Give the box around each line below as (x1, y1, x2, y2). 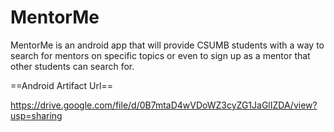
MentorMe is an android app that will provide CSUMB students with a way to (10, 39, 325, 51)
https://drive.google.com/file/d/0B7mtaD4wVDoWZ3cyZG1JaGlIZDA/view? (10, 99, 318, 111)
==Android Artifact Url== (10, 79, 113, 91)
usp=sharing (10, 109, 63, 121)
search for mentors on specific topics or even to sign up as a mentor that (10, 49, 311, 61)
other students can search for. (10, 60, 135, 72)
